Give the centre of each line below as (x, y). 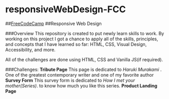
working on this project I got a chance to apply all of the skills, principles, (82, 39)
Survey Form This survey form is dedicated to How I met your (70, 80)
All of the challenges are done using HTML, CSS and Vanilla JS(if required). (84, 59)
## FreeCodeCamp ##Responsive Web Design (53, 23)
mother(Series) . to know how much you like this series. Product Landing (81, 86)
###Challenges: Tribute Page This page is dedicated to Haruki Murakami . (83, 69)
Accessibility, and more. (31, 49)
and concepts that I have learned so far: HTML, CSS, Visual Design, (76, 44)
